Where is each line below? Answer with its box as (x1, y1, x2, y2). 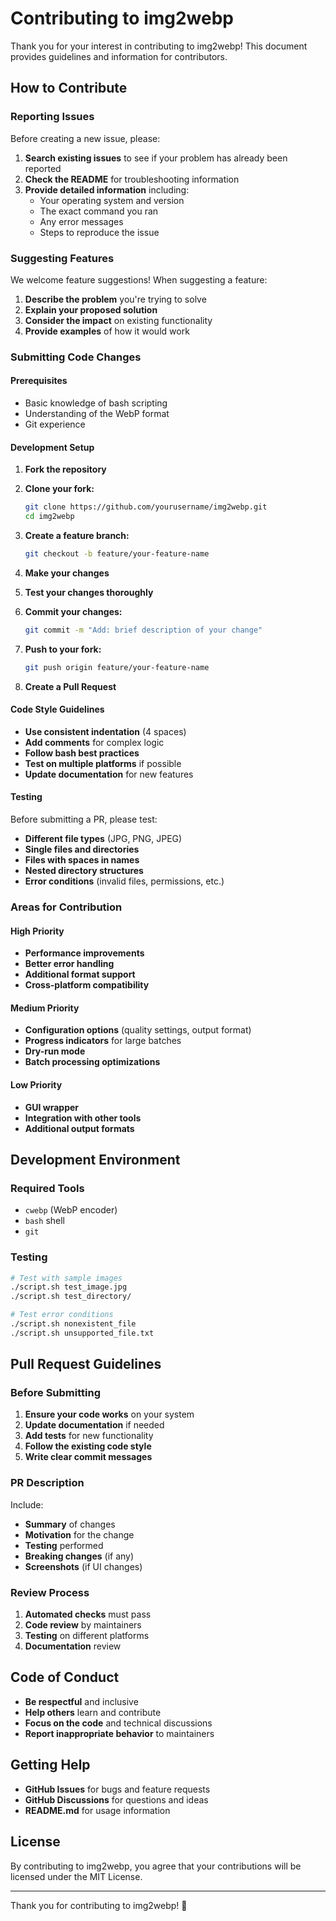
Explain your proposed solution (24, 303, 158, 316)
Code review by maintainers (24, 1619, 142, 1631)
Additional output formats (24, 1122, 135, 1134)
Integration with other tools (24, 1112, 142, 1124)
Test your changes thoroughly (24, 586, 154, 598)
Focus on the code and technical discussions (24, 1717, 213, 1729)
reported (24, 162, 62, 174)
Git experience (24, 418, 86, 431)
